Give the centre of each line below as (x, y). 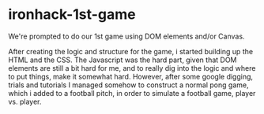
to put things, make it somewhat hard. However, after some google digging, (131, 76)
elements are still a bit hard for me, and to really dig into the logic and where (132, 68)
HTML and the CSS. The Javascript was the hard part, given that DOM (123, 60)
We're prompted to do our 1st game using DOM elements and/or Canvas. (126, 36)
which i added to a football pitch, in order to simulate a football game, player (132, 93)
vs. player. (25, 101)
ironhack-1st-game (72, 15)
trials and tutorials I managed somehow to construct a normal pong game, (128, 85)
